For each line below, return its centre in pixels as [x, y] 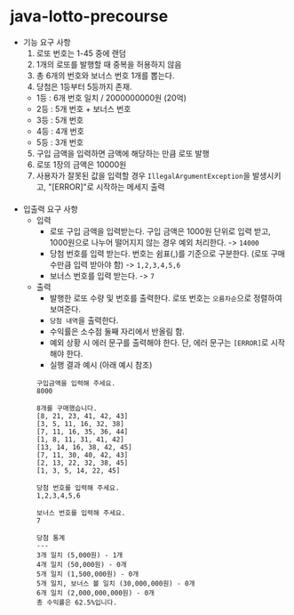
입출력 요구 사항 [50, 209]
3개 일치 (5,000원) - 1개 [79, 555]
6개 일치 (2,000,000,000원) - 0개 [95, 593]
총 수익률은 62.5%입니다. [77, 603]
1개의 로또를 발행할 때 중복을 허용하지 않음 [109, 64]
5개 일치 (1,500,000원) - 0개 [87, 574]
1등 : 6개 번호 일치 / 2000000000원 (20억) [111, 97]
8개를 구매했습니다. [67, 408]
